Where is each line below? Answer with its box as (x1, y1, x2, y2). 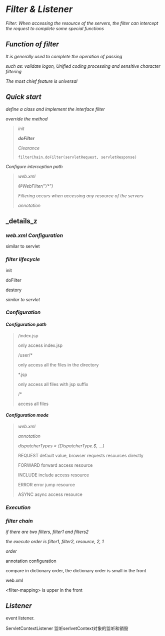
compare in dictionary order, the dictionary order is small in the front (5, 568, 146, 574)
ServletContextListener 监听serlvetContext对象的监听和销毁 (5, 625, 128, 631)
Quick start (5, 93, 41, 101)
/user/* (17, 352, 33, 358)
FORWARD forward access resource (17, 462, 93, 468)
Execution (5, 503, 31, 511)
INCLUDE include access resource (17, 472, 89, 478)
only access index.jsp (17, 342, 63, 348)
